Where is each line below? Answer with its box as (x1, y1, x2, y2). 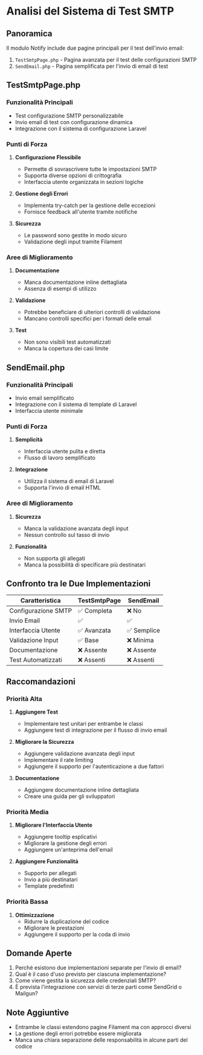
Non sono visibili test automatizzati (24, 338, 111, 346)
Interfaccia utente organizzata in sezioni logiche (24, 178, 144, 185)
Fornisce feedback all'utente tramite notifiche (24, 208, 138, 215)
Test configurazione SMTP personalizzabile (14, 112, 124, 119)
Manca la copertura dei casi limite (24, 345, 109, 352)
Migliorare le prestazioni (24, 924, 85, 932)
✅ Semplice (126, 626, 160, 635)
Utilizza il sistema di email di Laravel (24, 478, 114, 485)
